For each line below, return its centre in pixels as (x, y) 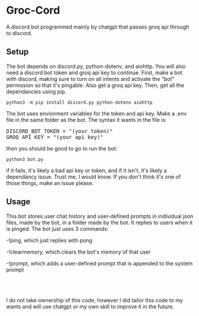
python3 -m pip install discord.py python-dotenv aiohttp (79, 102)
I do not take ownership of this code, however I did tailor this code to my (94, 300)
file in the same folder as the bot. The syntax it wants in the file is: (87, 120)
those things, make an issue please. (50, 183)
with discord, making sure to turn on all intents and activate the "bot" (90, 79)
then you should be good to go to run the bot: (62, 148)
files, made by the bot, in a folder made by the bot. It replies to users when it (99, 222)
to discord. (19, 33)
